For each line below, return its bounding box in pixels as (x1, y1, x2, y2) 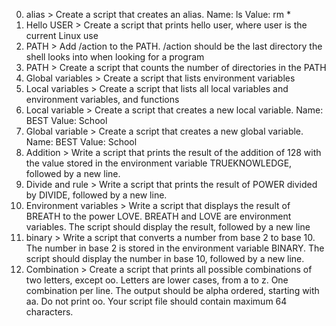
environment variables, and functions (25, 94, 180, 105)
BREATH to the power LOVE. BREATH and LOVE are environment (25, 210, 292, 222)
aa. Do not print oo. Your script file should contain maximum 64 (25, 295, 288, 307)
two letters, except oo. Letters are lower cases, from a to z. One (25, 274, 289, 286)
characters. (25, 306, 74, 318)
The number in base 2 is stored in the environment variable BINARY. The (25, 242, 325, 254)
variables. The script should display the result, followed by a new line (25, 221, 311, 233)
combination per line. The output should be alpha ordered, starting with (25, 285, 320, 296)
